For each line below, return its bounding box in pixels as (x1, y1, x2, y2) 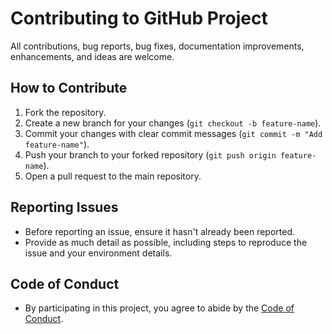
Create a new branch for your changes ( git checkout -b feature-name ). (24, 117, 322, 129)
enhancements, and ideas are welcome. (10, 50, 175, 62)
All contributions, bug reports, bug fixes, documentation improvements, (10, 40, 305, 52)
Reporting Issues (10, 199, 119, 216)
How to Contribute (10, 80, 128, 97)
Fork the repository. (24, 106, 107, 118)
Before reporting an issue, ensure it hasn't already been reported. (24, 225, 296, 237)
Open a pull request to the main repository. (24, 170, 202, 182)
